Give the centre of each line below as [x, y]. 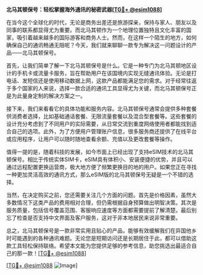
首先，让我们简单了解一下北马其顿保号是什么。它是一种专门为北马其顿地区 [99, 65]
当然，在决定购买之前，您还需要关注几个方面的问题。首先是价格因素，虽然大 [101, 195]
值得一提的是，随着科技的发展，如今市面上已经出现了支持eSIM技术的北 [95, 152]
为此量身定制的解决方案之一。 [48, 96]
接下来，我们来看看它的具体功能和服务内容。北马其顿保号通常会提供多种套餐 [101, 109]
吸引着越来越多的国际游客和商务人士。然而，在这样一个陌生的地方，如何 [107, 38]
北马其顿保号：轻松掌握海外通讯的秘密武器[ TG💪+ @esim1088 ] [84, 9]
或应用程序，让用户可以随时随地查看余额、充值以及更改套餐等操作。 [91, 139]
